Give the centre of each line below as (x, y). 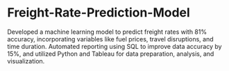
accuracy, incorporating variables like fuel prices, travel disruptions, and (110, 39)
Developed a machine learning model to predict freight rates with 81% (107, 32)
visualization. (26, 61)
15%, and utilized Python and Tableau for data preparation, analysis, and (111, 54)
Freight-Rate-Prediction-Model (99, 13)
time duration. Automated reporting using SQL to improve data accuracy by (114, 46)
